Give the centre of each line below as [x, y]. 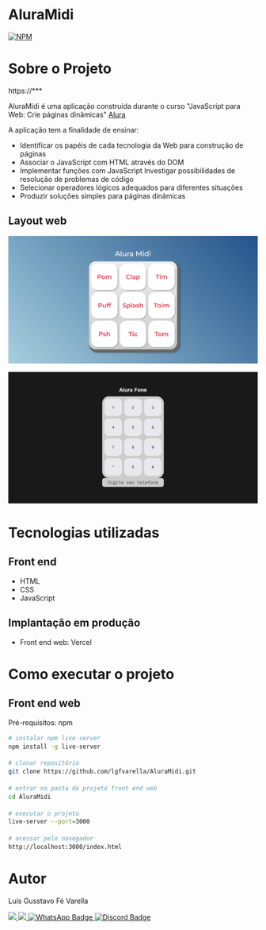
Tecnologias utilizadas [84, 533]
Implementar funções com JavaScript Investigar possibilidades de [127, 170]
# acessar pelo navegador [51, 839]
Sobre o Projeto [60, 69]
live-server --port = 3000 [49, 822]
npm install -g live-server [55, 747]
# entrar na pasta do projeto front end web [83, 788]
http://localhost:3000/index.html [65, 847]
